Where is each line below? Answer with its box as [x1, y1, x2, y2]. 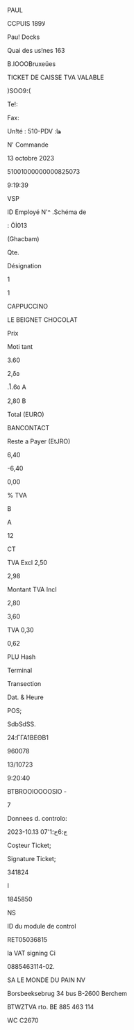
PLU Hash [7, 653, 36, 661]
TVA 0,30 [7, 626, 34, 634]
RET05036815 [7, 935, 47, 944]
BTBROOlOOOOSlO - [7, 787, 67, 795]
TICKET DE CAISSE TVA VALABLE [7, 73, 104, 81]
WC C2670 [7, 1016, 39, 1024]
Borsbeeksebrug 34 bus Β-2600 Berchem [7, 990, 127, 997]
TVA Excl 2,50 [7, 559, 47, 566]
